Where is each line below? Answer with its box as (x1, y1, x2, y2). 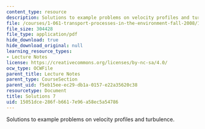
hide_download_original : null (6, 43, 84, 49)
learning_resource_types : (6, 48, 72, 55)
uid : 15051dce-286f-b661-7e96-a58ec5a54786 (6, 99, 119, 105)
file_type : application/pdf (6, 31, 78, 38)
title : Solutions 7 (6, 93, 56, 99)
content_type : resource (6, 8, 67, 15)
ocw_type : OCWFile (6, 65, 53, 71)
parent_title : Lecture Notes (6, 71, 81, 77)
